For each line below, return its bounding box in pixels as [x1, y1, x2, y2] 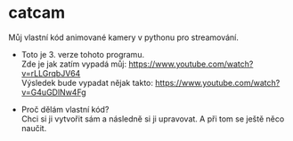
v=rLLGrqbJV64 [20, 67, 81, 78]
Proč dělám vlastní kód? [20, 104, 110, 114]
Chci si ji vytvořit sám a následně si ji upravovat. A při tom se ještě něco [20, 114, 285, 124]
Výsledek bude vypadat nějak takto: [20, 77, 153, 88]
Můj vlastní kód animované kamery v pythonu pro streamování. [8, 32, 240, 43]
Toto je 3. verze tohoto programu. [20, 49, 144, 59]
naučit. [20, 122, 47, 133]
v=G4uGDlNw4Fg [20, 87, 86, 98]
